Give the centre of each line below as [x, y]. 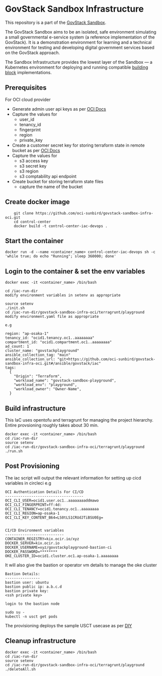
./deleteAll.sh [20, 669]
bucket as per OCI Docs [36, 150]
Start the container [34, 241]
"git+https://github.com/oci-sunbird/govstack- [106, 359]
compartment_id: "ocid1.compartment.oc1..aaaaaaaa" [58, 342]
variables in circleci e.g [28, 483]
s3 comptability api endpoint [48, 176]
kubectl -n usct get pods [31, 617]
